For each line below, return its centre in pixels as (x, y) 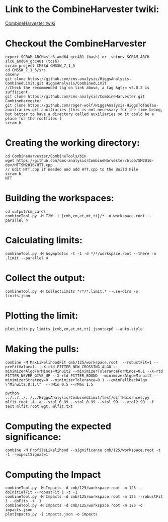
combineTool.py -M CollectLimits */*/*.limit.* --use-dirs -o (72, 291)
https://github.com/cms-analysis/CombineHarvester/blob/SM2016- (85, 160)
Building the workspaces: (60, 198)
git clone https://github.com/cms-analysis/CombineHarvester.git (75, 97)
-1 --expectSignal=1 (27, 455)
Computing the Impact (53, 474)
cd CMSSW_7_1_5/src (26, 70)
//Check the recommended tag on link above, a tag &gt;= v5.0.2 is (77, 88)
